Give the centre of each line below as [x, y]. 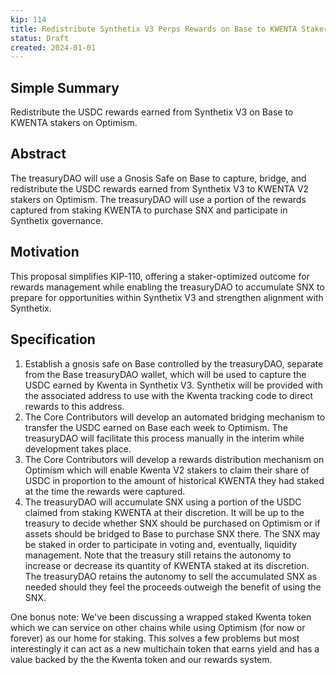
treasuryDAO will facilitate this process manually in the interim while [164, 438]
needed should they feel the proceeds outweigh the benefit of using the [173, 587]
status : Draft [40, 38]
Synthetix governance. [57, 220]
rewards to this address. [74, 406]
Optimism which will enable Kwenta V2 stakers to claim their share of [167, 470]
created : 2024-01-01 [53, 47]
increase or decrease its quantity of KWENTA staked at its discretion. [167, 565]
